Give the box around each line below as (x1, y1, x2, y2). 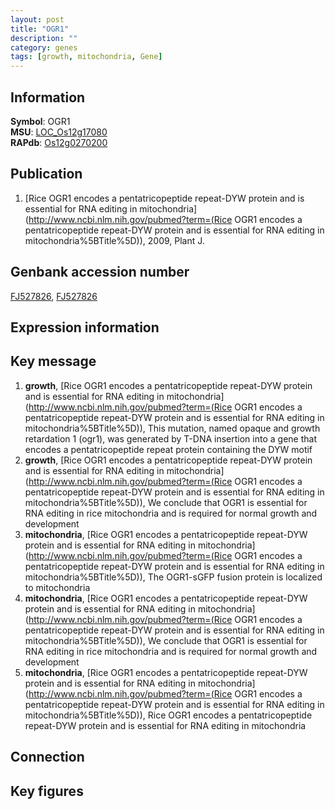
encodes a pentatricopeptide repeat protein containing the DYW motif (24, 443, 313, 455)
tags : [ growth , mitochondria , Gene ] (10, 52, 163, 62)
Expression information (10, 319, 160, 336)
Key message (10, 353, 97, 370)
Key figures (10, 782, 84, 800)
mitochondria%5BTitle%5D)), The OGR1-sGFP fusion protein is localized (24, 571, 323, 583)
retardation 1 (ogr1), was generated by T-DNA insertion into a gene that (24, 432, 317, 445)
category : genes (10, 42, 78, 53)
